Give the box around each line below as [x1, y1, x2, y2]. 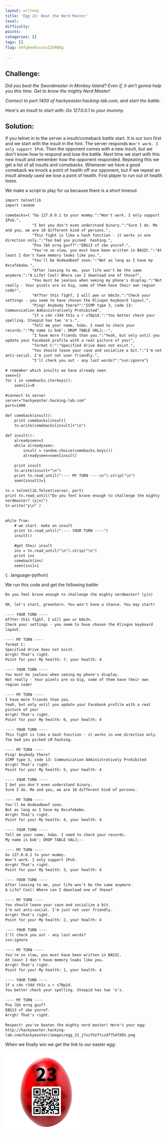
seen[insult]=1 [14, 478, 46, 483]
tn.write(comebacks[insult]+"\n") [14, 423, 86, 428]
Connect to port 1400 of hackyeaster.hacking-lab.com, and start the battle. [5, 98, 161, 104]
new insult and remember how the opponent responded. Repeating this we [5, 157, 159, 163]
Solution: [5, 122, 34, 130]
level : [5, 19, 19, 24]
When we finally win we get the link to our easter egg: [5, 1041, 116, 1047]
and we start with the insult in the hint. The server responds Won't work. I [5, 141, 158, 147]
